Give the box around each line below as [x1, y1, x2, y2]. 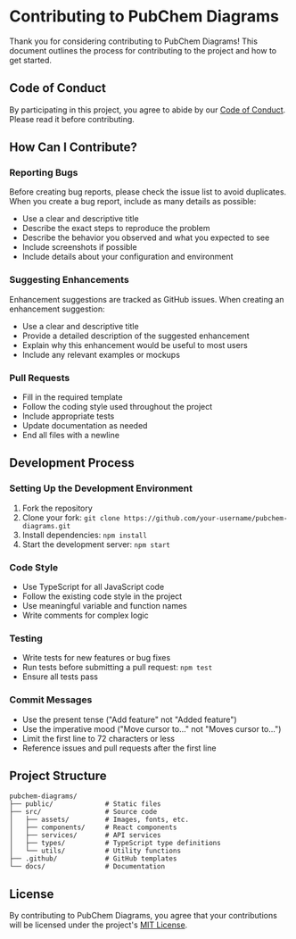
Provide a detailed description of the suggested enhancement [21, 330, 250, 341]
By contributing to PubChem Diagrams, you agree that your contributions [9, 910, 278, 921]
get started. [9, 54, 52, 65]
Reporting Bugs [9, 167, 78, 179]
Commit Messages [9, 694, 93, 706]
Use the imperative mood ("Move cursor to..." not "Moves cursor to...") [21, 723, 282, 734]
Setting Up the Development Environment [9, 482, 193, 494]
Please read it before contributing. [9, 113, 136, 124]
